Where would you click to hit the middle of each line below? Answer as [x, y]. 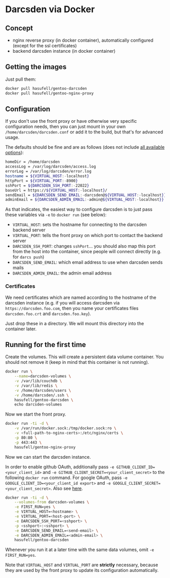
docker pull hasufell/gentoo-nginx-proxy [50, 93]
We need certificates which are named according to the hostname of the [81, 297]
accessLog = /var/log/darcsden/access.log [51, 167]
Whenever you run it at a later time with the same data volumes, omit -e [80, 550]
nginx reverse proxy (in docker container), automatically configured [83, 40]
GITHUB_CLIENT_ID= [136, 467]
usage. [12, 138]
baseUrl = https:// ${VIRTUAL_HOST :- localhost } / [56, 190]
